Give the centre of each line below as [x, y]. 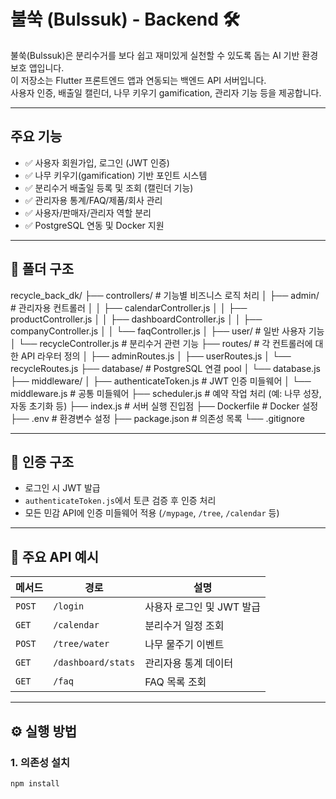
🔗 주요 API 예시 [55, 556]
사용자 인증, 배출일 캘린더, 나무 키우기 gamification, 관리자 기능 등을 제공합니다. [166, 92]
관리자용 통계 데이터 [189, 663]
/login [69, 606]
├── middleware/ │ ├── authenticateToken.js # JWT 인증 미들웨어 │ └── [161, 381]
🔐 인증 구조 [42, 461]
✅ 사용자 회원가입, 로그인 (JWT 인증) [97, 162]
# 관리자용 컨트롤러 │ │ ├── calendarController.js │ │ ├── [129, 307]
